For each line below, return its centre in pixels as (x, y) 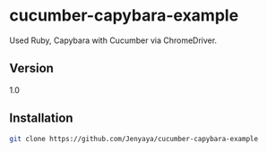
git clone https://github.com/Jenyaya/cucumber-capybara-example (133, 139)
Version (31, 68)
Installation (41, 118)
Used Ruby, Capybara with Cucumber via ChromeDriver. (113, 40)
